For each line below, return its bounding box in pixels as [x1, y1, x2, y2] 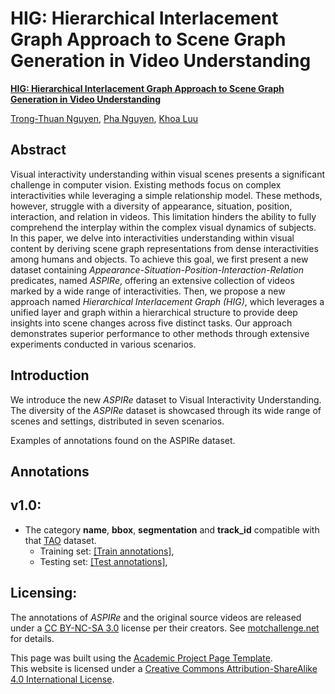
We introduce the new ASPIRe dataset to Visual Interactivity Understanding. [10, 393, 322, 406]
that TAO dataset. [24, 534, 97, 546]
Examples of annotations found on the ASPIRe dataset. [10, 434, 236, 446]
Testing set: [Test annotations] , [39, 555, 168, 567]
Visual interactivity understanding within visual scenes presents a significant [10, 168, 326, 180]
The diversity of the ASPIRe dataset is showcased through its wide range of [10, 404, 322, 416]
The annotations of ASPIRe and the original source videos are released [10, 611, 302, 623]
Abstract [10, 142, 67, 159]
